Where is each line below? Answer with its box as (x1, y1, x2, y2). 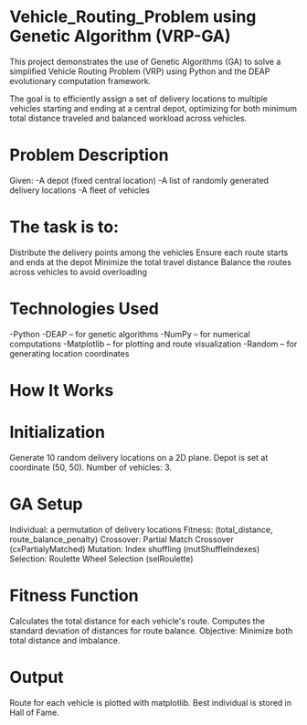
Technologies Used (9, 299, 160, 319)
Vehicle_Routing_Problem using (9, 6, 257, 27)
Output (9, 666, 64, 688)
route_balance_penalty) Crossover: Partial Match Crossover (9, 533, 235, 545)
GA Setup (9, 494, 84, 515)
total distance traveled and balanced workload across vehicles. (9, 112, 248, 123)
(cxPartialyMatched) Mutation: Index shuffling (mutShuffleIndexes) (9, 543, 260, 554)
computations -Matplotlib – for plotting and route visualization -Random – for (9, 338, 298, 349)
